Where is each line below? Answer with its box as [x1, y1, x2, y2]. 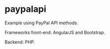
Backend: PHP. [4, 39, 35, 45]
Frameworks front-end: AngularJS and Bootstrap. [4, 29, 106, 35]
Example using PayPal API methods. [4, 20, 78, 26]
